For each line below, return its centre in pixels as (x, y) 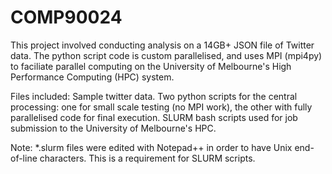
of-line (24, 158)
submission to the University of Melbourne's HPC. (113, 128)
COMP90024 (66, 17)
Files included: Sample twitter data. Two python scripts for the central (154, 96)
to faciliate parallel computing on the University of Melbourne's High (151, 66)
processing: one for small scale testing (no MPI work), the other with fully (161, 107)
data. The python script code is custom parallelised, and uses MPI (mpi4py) (166, 55)
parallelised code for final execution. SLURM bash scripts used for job (154, 117)
